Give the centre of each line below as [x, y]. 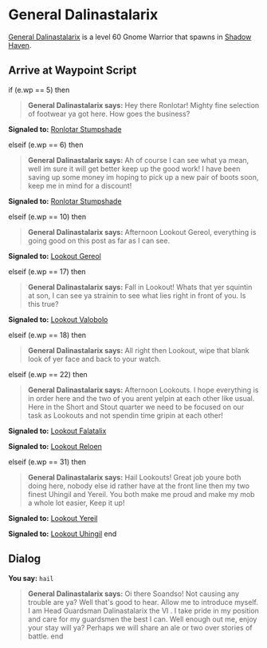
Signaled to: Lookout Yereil [53, 518]
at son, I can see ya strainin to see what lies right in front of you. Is [137, 295]
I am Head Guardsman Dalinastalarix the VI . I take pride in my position [143, 610]
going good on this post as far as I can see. [98, 241]
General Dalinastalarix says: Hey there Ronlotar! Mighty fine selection [143, 105]
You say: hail [31, 578]
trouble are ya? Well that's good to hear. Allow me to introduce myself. [143, 602]
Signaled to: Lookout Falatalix [57, 431]
